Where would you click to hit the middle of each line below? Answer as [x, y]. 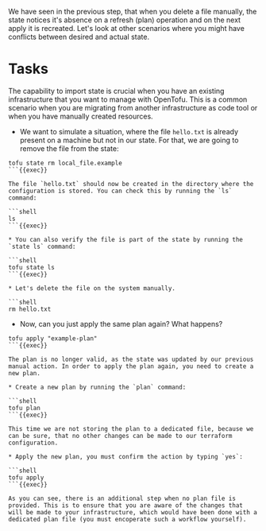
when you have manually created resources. [81, 116]
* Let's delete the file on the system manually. [92, 288]
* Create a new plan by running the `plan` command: [97, 387]
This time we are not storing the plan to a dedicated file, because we [131, 428]
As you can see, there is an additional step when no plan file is [122, 498]
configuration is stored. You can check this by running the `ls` [120, 191]
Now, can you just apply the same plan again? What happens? [121, 324]
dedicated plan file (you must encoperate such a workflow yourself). [127, 519]
